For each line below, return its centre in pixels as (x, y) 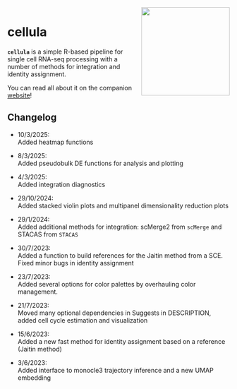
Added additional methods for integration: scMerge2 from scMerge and (120, 227)
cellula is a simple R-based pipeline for (65, 52)
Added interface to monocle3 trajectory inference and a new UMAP (115, 370)
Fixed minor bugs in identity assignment (75, 263)
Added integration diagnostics (61, 184)
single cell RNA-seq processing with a (62, 59)
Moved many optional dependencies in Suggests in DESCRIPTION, (114, 313)
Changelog (32, 118)
